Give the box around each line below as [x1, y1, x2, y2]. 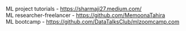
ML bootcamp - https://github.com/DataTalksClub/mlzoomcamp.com [6, 18, 180, 25]
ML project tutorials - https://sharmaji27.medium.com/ [6, 5, 142, 12]
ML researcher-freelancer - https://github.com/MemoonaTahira [6, 12, 166, 19]
